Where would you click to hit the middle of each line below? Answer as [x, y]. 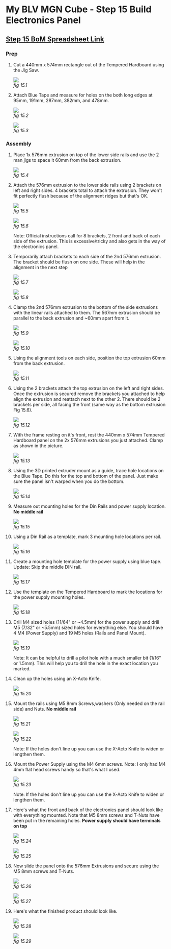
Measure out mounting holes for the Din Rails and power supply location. [89, 506]
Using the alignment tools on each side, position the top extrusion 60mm [89, 358]
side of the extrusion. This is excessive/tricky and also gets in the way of [89, 241]
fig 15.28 [22, 926]
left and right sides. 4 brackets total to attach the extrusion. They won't [88, 190]
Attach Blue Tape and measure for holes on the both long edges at [83, 95]
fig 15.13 [21, 461]
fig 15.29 [22, 941]
